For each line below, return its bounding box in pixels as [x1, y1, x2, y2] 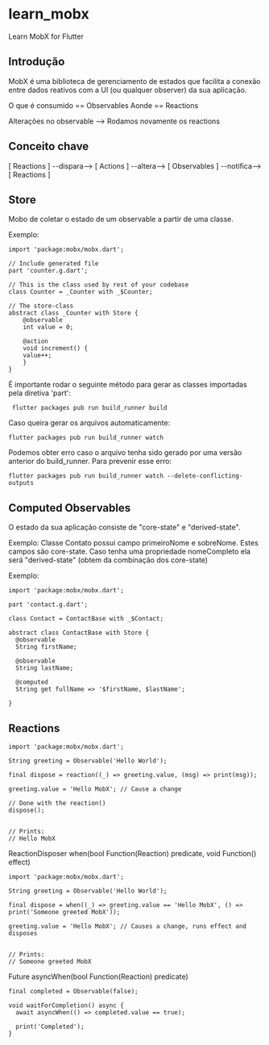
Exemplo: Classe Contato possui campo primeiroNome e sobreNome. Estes [8, 538, 259, 548]
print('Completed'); [15, 1022, 85, 1030]
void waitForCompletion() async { [8, 1001, 125, 1009]
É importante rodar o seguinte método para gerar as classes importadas [8, 380, 247, 390]
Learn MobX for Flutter [8, 31, 85, 41]
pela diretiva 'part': [8, 388, 71, 398]
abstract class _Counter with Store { [8, 309, 139, 317]
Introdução [8, 55, 65, 69]
